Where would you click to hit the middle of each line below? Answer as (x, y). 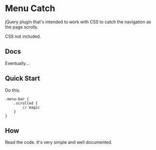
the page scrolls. (22, 27)
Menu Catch (30, 8)
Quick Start (23, 79)
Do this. (13, 90)
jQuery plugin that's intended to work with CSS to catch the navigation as (78, 22)
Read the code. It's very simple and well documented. (59, 142)
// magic (31, 107)
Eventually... (17, 63)
